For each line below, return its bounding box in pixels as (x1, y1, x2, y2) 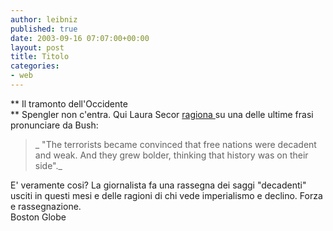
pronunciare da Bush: (10, 119, 99, 131)
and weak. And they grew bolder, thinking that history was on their (34, 149, 309, 161)
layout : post (10, 42, 65, 53)
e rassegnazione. (10, 200, 82, 212)
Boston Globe (10, 211, 67, 223)
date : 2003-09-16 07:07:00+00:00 (10, 33, 150, 43)
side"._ (34, 159, 63, 171)
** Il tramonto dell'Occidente (10, 97, 128, 110)
